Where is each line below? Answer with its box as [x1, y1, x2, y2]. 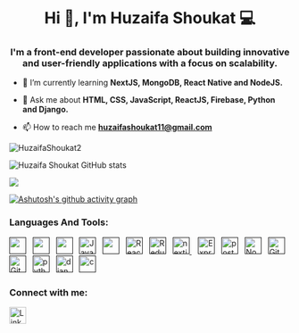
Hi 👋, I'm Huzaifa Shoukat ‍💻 [44, 8, 256, 29]
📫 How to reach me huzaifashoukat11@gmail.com [21, 122, 212, 133]
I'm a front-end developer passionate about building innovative [10, 46, 290, 59]
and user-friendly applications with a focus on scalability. [21, 57, 278, 70]
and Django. [21, 104, 69, 115]
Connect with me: [9, 286, 88, 298]
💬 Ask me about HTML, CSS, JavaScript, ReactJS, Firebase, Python [21, 95, 276, 105]
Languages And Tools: [9, 216, 109, 229]
